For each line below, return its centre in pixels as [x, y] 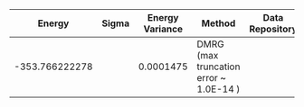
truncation [218, 67]
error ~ [211, 78]
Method [218, 23]
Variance [163, 29]
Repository [273, 29]
